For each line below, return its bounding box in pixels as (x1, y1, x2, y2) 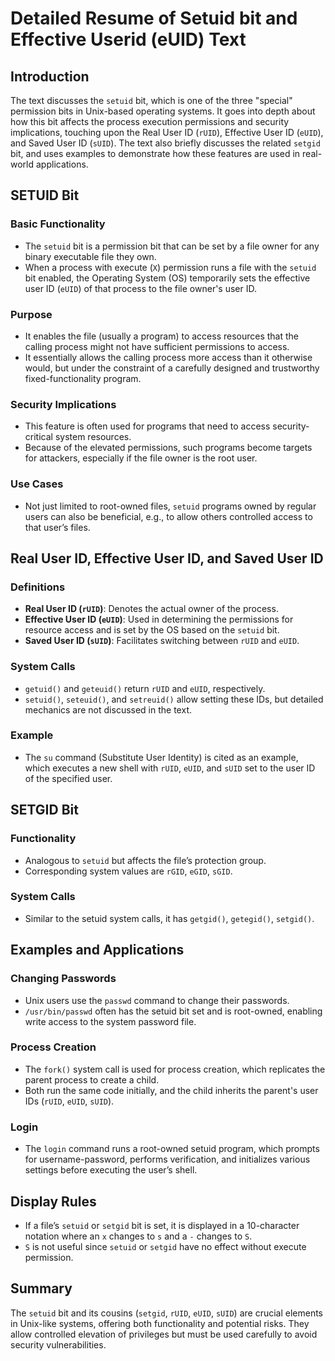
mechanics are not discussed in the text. (24, 703, 192, 716)
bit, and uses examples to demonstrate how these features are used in (10, 148, 301, 159)
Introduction (10, 68, 90, 85)
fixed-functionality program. (24, 372, 142, 384)
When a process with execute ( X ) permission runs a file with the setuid (24, 261, 317, 273)
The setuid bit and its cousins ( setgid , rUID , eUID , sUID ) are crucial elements (10, 1307, 324, 1319)
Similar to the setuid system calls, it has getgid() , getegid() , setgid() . (24, 912, 315, 924)
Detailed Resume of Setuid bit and (10, 7, 298, 30)
